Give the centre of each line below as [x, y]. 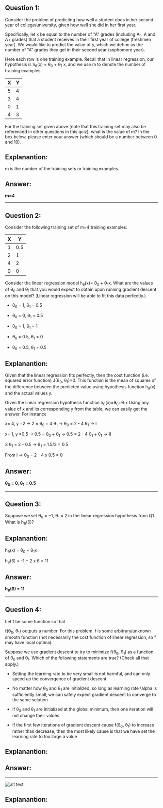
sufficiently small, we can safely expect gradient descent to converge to [84, 695]
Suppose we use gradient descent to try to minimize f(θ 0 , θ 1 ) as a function [79, 652]
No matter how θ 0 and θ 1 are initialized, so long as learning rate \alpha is [84, 689]
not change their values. [36, 715]
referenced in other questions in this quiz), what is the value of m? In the [77, 132]
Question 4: [23, 610]
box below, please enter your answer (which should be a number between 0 [81, 137]
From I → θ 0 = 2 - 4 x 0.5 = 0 [34, 456]
